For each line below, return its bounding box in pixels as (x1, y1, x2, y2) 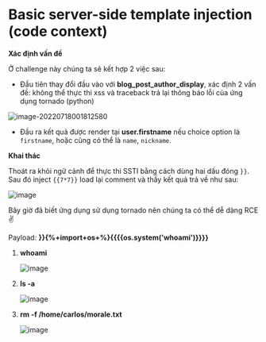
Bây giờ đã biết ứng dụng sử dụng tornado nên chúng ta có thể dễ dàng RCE (8, 205, 259, 215)
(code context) (8, 22, 108, 40)
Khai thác (8, 151, 41, 160)
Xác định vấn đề (8, 48, 63, 58)
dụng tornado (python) (19, 96, 94, 106)
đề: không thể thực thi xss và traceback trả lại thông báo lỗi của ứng (19, 87, 244, 97)
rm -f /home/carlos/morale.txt (19, 309, 122, 319)
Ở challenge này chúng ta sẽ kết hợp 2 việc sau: (8, 63, 166, 73)
